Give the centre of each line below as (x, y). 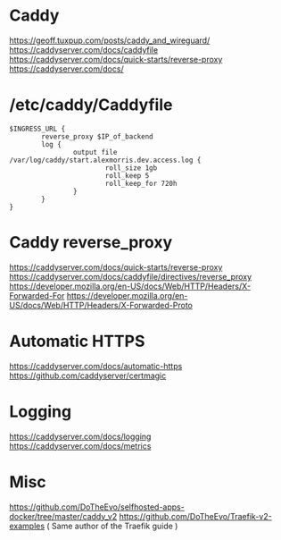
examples (27, 526)
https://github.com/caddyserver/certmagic (88, 375)
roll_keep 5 (127, 175)
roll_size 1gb (131, 168)
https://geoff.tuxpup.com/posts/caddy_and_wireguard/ (110, 40)
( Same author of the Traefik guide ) (112, 526)
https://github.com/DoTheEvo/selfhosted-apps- (97, 507)
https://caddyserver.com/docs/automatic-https (96, 366)
